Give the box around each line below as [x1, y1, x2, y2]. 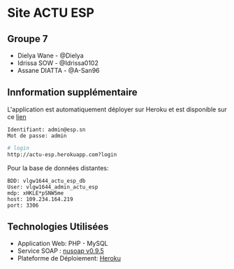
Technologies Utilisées [7, 221, 109, 233]
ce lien [7, 112, 27, 120]
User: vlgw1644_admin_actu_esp [7, 184, 98, 191]
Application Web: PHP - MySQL [17, 240, 108, 248]
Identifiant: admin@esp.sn [7, 126, 86, 133]
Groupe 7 [7, 33, 48, 45]
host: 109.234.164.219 [7, 195, 73, 202]
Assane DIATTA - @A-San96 [17, 67, 100, 74]
